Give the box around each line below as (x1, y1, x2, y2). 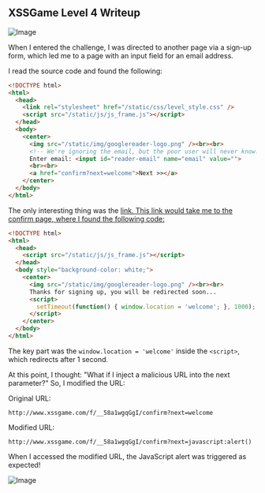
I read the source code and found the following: (8, 66, 163, 76)
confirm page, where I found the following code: (8, 214, 166, 223)
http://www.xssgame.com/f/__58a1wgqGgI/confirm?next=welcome (8, 409, 214, 416)
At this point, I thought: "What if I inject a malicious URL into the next (8, 370, 230, 379)
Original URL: (8, 394, 51, 403)
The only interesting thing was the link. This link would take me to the (8, 205, 233, 215)
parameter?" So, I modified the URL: (8, 378, 125, 387)
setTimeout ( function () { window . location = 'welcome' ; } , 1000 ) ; (36, 303, 256, 311)
